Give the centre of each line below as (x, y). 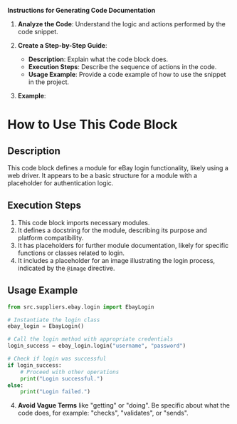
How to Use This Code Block (93, 125)
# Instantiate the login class (54, 320)
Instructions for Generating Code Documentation (81, 10)
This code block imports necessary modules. (84, 222)
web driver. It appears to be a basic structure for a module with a (102, 175)
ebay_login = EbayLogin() (46, 326)
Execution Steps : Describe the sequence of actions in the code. (122, 67)
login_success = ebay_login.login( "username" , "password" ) (97, 346)
